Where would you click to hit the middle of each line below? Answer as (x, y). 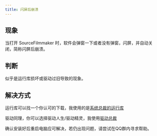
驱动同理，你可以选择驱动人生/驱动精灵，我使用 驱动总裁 (61, 118)
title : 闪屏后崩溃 (22, 9)
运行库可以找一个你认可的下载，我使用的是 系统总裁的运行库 (64, 108)
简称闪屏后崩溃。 (30, 49)
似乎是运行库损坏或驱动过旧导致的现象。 (45, 79)
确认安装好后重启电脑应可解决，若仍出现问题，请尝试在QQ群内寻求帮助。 (78, 129)
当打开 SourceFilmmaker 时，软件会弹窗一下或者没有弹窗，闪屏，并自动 (77, 43)
